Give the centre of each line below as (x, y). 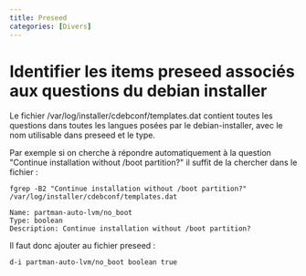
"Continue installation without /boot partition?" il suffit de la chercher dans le (153, 163)
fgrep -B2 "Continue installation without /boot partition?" (128, 189)
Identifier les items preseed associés (152, 72)
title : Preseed (38, 18)
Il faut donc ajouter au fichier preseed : (83, 246)
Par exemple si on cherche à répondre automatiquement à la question (141, 153)
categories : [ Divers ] (51, 26)
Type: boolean (37, 221)
